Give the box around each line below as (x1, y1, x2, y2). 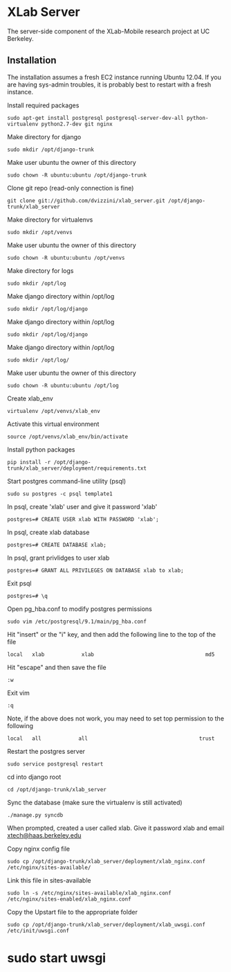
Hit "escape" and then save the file (7, 663, 107, 671)
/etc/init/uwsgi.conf (7, 927, 70, 934)
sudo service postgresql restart (7, 760, 104, 768)
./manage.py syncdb (7, 811, 64, 818)
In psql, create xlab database (7, 528, 90, 536)
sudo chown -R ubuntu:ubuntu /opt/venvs (7, 254, 126, 261)
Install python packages (7, 445, 75, 454)
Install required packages (7, 101, 80, 109)
